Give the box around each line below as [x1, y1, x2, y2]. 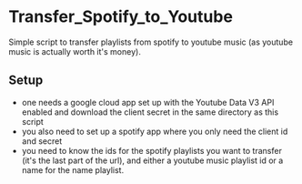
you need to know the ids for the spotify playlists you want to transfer [21, 145, 283, 156]
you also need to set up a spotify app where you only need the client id [21, 126, 288, 137]
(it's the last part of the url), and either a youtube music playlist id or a [21, 155, 284, 166]
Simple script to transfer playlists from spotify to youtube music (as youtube [8, 36, 293, 47]
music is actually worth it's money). [8, 46, 142, 56]
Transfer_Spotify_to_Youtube [8, 6, 234, 27]
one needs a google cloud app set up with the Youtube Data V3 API [21, 97, 275, 107]
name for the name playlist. [21, 164, 125, 175]
